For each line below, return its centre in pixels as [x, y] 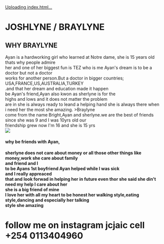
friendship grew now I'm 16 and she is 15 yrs [50, 125]
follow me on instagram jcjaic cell [75, 225]
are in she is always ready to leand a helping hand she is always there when [82, 104]
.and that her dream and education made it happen [57, 89]
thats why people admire [30, 62]
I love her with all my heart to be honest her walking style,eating [72, 195]
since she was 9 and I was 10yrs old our [46, 120]
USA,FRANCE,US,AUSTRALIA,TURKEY [44, 83]
